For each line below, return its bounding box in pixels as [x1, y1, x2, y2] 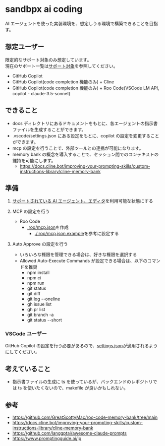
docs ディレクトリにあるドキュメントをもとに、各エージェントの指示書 [12, 120, 158, 126]
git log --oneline [27, 296, 60, 302]
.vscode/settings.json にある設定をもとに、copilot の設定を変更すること [12, 132, 160, 138]
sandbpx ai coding [5, 3, 83, 15]
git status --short [27, 317, 62, 323]
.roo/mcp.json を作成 [27, 224, 69, 230]
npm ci [27, 275, 41, 281]
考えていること [5, 365, 51, 373]
